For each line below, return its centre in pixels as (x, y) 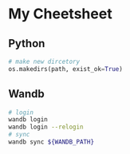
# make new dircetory (44, 61)
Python (27, 43)
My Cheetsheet (61, 14)
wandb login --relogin (46, 127)
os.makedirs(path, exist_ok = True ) (66, 69)
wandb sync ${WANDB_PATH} (51, 142)
